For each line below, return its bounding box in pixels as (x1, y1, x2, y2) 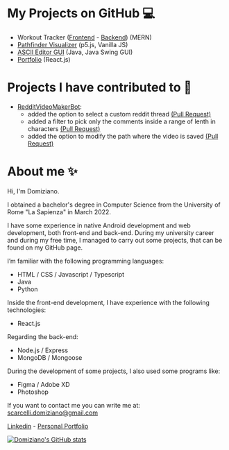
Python (17, 285, 38, 293)
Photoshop (17, 388, 49, 396)
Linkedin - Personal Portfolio (7, 422, 89, 430)
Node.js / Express (17, 346, 68, 354)
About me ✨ (7, 164, 78, 180)
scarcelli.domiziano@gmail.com (7, 408, 99, 417)
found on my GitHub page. (7, 243, 83, 252)
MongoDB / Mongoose (17, 353, 83, 361)
